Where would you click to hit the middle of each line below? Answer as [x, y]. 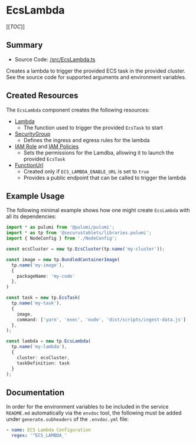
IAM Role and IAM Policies [47, 146]
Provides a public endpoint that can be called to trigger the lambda [104, 177]
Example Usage [35, 196]
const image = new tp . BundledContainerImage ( [63, 259]
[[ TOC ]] [15, 27]
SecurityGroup [32, 134]
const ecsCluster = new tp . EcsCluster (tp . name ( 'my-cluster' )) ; [86, 249]
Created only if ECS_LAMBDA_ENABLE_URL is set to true [86, 171]
